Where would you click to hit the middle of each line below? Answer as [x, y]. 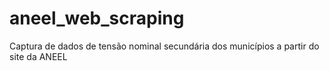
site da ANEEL [38, 56]
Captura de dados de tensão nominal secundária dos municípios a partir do [164, 46]
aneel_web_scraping [97, 18]
